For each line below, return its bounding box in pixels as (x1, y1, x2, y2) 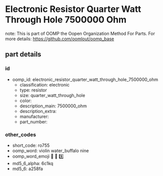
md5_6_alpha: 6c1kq (12, 160, 54, 166)
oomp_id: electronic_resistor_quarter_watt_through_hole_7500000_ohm (12, 76, 159, 83)
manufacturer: (19, 113, 49, 119)
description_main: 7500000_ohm (19, 103, 87, 109)
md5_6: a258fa (12, 166, 43, 172)
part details (5, 50, 42, 59)
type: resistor (19, 87, 47, 93)
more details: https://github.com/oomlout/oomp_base (5, 36, 114, 42)
